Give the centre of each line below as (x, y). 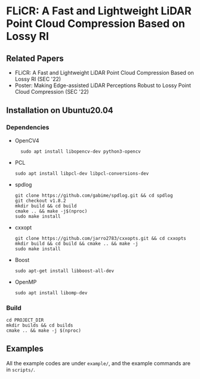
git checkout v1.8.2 (40, 201)
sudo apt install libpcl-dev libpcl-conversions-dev (82, 173)
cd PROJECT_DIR (25, 320)
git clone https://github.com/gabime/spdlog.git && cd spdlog (94, 195)
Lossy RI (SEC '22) (38, 79)
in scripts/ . (21, 369)
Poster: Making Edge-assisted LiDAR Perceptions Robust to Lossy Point (103, 85)
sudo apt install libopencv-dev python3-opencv (81, 151)
